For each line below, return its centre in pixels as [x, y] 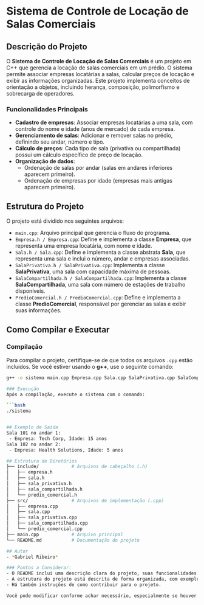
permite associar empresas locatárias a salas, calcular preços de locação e [100, 74]
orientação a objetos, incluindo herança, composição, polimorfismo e [93, 87]
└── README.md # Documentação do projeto [73, 540]
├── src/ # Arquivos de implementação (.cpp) [85, 500]
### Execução [23, 389]
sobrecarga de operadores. [40, 93]
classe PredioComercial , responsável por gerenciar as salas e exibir [100, 304]
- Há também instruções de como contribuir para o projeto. [84, 585]
